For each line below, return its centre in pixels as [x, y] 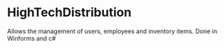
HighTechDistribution [69, 13]
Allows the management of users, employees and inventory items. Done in [112, 31]
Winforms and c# [32, 38]
